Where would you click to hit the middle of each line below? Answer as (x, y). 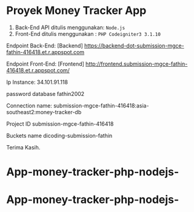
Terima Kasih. (23, 147)
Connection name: (29, 105)
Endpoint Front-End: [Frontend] (45, 64)
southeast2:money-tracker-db (44, 112)
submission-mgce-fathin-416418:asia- (102, 105)
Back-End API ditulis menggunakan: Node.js (70, 27)
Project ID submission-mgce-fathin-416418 (60, 124)
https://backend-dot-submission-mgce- (134, 46)
